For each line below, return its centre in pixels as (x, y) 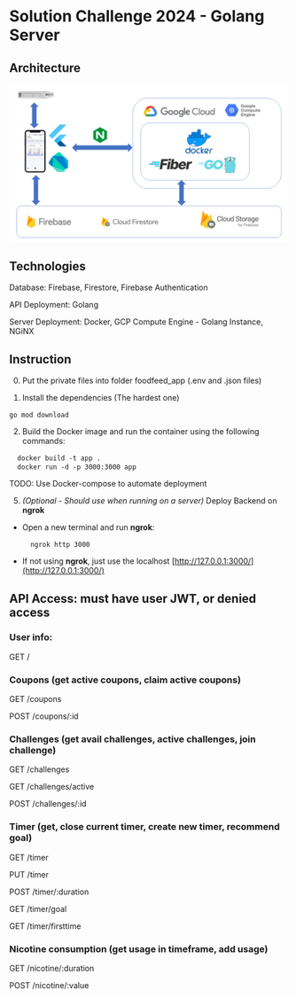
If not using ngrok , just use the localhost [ (98, 561)
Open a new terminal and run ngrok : (88, 527)
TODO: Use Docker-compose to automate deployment (108, 484)
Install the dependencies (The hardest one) (101, 398)
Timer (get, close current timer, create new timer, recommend (145, 827)
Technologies (48, 266)
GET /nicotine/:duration (52, 968)
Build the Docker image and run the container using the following (140, 432)
